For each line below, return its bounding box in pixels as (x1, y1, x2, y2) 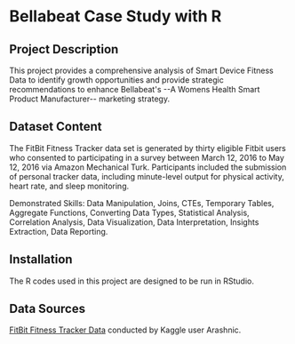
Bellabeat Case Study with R (9, 6, 222, 27)
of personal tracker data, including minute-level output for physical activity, (9, 171, 284, 181)
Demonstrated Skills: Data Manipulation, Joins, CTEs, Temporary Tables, (9, 197, 275, 208)
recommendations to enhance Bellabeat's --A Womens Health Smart (9, 84, 260, 94)
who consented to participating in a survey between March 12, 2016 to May (9, 152, 284, 163)
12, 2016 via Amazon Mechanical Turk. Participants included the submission (9, 162, 287, 172)
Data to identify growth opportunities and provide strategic (9, 75, 224, 85)
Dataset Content (9, 119, 102, 134)
